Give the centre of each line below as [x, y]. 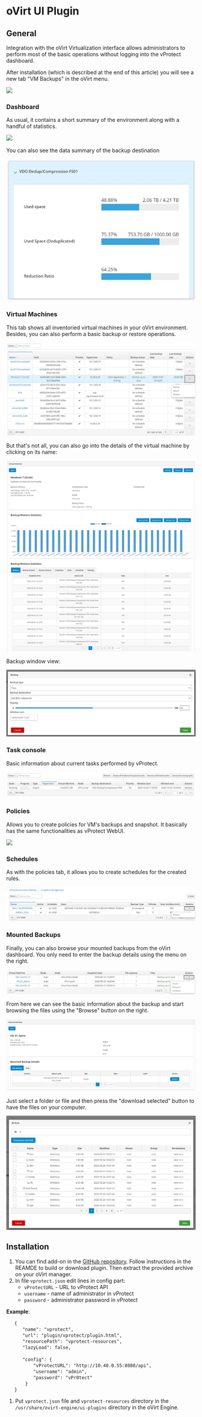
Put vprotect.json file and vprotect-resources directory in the [92, 1401]
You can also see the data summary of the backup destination [83, 151]
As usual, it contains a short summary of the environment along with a [93, 120]
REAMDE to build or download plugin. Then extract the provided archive [104, 1267]
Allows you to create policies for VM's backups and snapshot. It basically [97, 824]
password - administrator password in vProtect [81, 1300]
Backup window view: [33, 661]
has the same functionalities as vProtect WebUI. [66, 831]
